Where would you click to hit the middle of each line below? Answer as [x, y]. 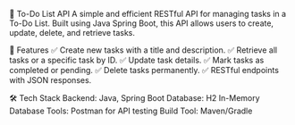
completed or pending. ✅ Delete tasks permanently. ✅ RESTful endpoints [144, 70]
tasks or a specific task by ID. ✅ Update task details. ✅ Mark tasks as [137, 60]
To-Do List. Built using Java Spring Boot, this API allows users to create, [142, 23]
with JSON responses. [51, 80]
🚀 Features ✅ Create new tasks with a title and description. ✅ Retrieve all [143, 50]
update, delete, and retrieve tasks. [72, 33]
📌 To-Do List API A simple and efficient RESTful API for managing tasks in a [148, 14]
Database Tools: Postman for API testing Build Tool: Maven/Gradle [131, 111]
